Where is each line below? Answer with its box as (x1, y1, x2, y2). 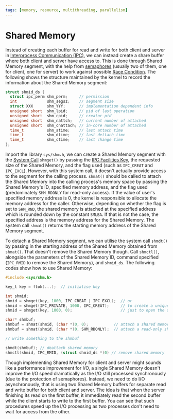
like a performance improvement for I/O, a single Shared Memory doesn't (5, 365, 161, 371)
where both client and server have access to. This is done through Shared (5, 58, 162, 64)
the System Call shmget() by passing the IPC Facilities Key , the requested (5, 157, 161, 163)
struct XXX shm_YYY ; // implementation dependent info (10, 104, 153, 109)
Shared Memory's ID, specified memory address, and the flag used (5, 184, 148, 190)
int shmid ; (5, 294, 29, 299)
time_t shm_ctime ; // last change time (10, 137, 124, 142)
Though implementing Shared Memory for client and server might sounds (5, 359, 161, 366)
